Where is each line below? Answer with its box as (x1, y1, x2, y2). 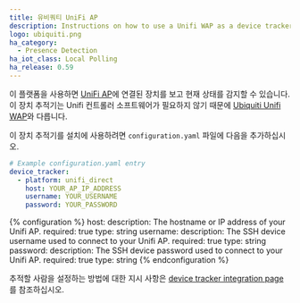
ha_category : (9, 38, 58, 47)
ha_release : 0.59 (9, 63, 74, 72)
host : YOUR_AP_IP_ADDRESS (25, 184, 122, 193)
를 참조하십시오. (9, 284, 65, 295)
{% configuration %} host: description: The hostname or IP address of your (9, 216, 286, 228)
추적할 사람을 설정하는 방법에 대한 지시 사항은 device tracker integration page (9, 274, 284, 284)
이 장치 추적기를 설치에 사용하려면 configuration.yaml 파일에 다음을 (9, 130, 248, 140)
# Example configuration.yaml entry (9, 158, 146, 168)
